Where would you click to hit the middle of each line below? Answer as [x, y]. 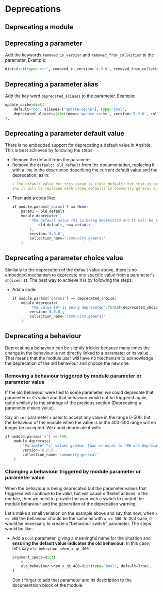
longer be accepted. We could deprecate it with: [53, 428]
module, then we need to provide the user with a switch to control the [74, 498]
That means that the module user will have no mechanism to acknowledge [79, 358]
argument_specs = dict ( [34, 557]
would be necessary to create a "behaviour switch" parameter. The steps [78, 524]
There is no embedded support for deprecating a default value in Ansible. [78, 145]
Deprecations [33, 9]
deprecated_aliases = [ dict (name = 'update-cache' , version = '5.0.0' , [81, 114]
